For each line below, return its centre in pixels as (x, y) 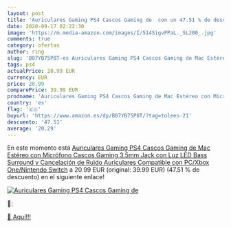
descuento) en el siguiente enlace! (56, 177)
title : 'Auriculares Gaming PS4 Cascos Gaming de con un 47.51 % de (109, 20)
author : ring (26, 52)
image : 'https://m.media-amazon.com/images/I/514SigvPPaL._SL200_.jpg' (112, 33)
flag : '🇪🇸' (24, 109)
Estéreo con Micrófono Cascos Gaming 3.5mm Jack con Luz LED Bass (107, 155)
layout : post (26, 13)
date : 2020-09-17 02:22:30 (46, 26)
